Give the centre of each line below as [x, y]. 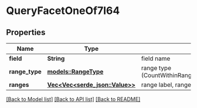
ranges [19, 85]
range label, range [166, 85]
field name [156, 58]
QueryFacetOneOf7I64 [63, 11]
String [56, 58]
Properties [26, 32]
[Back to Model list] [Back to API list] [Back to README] [73, 99]
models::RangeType [75, 72]
